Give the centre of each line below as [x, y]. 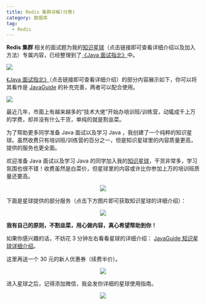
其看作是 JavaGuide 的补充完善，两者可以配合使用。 [73, 87]
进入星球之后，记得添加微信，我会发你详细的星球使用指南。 [82, 284]
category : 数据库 [27, 18]
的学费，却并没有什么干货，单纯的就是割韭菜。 [65, 120]
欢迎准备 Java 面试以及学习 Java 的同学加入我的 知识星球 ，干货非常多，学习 [102, 161]
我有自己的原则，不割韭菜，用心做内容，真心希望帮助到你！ [82, 225]
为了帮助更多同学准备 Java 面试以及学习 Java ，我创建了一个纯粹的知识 [97, 133]
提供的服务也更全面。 [33, 148]
